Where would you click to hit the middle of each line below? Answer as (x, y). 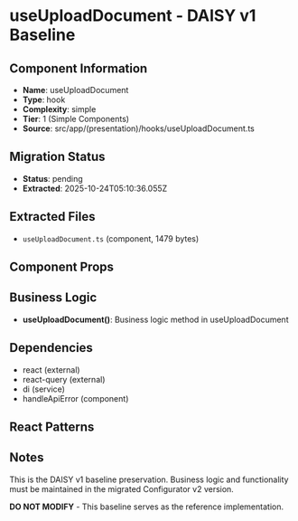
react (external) (51, 369)
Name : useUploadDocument (75, 90)
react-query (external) (64, 379)
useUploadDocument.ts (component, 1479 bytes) (111, 238)
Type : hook (44, 99)
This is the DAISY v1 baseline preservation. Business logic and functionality (149, 479)
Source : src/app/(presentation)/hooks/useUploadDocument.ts (138, 128)
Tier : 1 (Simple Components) (75, 119)
